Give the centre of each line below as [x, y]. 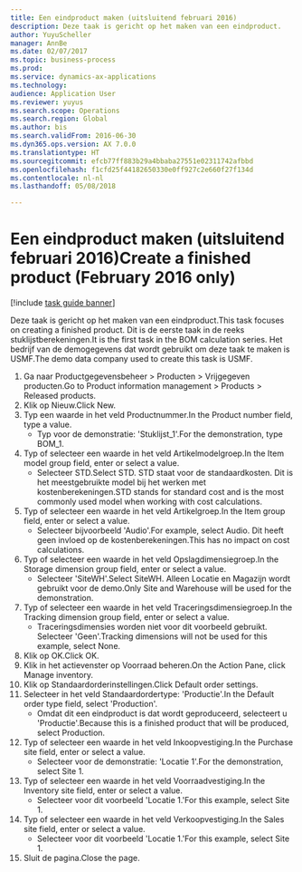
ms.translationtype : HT [55, 152]
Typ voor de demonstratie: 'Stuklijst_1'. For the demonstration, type [160, 434]
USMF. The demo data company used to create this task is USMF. [132, 359]
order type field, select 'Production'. [90, 704]
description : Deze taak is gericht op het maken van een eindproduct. [146, 26]
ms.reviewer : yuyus [47, 102]
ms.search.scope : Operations [65, 111]
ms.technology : [39, 85]
